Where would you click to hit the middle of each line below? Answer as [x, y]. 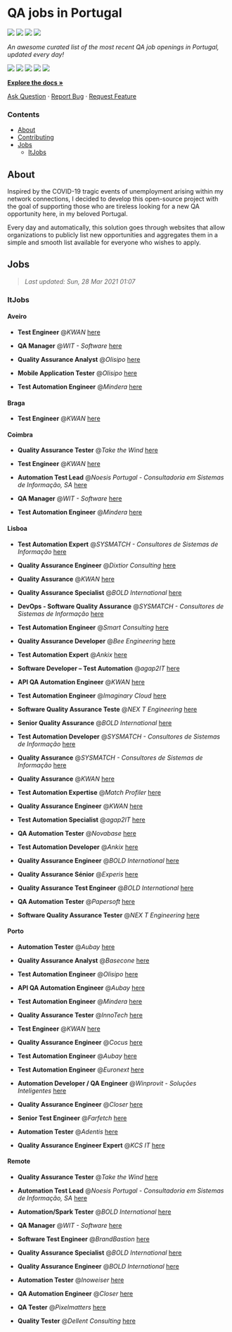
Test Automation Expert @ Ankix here [72, 654]
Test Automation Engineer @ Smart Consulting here [93, 627]
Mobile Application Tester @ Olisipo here [77, 373]
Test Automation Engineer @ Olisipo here [78, 974]
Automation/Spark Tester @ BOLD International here [94, 1212]
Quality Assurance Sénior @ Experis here [78, 874]
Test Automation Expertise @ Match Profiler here [89, 792]
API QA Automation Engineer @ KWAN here [81, 681]
